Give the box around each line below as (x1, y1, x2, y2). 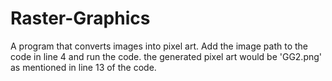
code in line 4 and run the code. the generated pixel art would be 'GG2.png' (10, 50, 323, 62)
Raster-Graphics (10, 7, 151, 30)
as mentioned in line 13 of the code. (10, 61, 157, 73)
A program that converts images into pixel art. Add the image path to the (10, 40, 309, 52)
